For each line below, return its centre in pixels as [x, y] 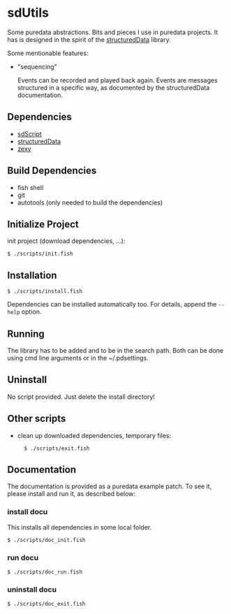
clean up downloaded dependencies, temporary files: [94, 435]
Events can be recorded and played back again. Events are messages [117, 80]
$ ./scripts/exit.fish [57, 448]
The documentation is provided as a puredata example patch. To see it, [110, 486]
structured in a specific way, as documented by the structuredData [113, 87]
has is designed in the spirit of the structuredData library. [89, 39]
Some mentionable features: [48, 53]
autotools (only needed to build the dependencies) [90, 202]
